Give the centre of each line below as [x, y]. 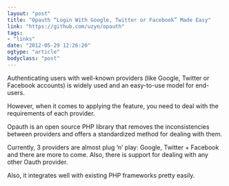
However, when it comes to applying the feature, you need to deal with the [113, 106]
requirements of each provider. [51, 113]
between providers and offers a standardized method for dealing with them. [115, 134]
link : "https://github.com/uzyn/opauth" [66, 26]
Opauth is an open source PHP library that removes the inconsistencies [108, 126]
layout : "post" [29, 13]
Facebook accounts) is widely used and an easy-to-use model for [101, 85]
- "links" [21, 39]
